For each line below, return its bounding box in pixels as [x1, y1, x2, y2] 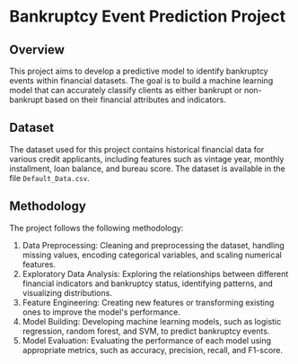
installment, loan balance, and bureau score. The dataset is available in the [9, 163, 285, 174]
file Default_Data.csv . [9, 172, 90, 183]
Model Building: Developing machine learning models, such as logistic [22, 316, 282, 326]
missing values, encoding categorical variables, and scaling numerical [22, 249, 283, 260]
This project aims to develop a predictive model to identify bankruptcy [9, 65, 268, 76]
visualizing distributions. [22, 287, 112, 298]
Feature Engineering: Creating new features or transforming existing [22, 297, 275, 308]
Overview [9, 42, 66, 57]
